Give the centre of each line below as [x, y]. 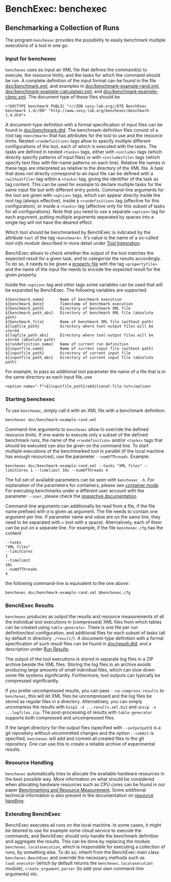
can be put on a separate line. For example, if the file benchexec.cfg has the [84, 527]
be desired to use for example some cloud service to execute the [73, 830]
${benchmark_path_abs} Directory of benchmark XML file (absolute [79, 313]
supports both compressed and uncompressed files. [60, 717]
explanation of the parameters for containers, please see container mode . [82, 485]
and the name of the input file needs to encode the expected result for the [83, 269]
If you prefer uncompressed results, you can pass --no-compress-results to [85, 690]
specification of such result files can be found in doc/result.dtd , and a [78, 643]
